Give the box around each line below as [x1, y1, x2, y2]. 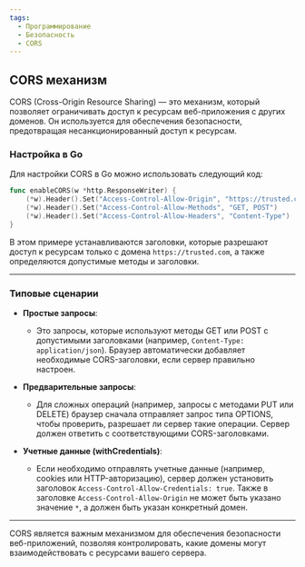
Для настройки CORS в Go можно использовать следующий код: [9, 169, 263, 180]
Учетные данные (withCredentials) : [22, 446, 162, 457]
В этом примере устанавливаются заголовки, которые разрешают [9, 236, 269, 247]
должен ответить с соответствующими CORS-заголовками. [35, 428, 270, 439]
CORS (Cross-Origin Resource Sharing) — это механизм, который [9, 96, 261, 107]
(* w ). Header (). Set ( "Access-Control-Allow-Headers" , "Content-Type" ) [25, 211, 290, 221]
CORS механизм [9, 72, 107, 87]
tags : [9, 13, 30, 23]
